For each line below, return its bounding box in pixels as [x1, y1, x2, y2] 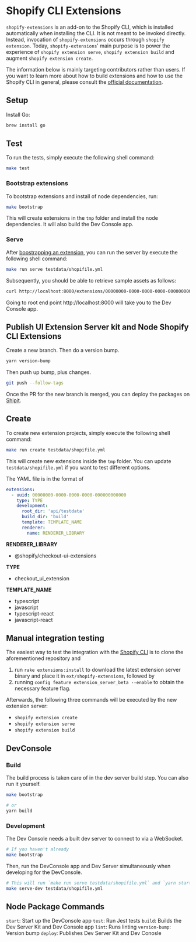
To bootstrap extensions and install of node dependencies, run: [6, 192, 159, 200]
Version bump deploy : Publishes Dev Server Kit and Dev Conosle [6, 930, 162, 937]
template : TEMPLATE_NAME [21, 519, 82, 525]
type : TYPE [16, 497, 43, 504]
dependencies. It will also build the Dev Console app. [6, 221, 134, 228]
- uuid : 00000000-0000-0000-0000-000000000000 [11, 492, 127, 498]
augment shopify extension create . [6, 55, 93, 62]
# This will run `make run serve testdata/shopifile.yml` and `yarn [6, 880, 176, 886]
